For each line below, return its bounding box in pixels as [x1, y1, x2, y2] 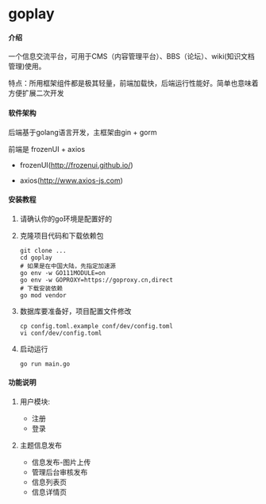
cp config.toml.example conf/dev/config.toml [19, 322, 173, 330]
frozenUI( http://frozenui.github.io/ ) [19, 160, 133, 169]
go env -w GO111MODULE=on [19, 269, 106, 277]
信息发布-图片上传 [31, 458, 91, 467]
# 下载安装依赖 [19, 284, 64, 293]
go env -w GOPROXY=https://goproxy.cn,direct [19, 276, 173, 284]
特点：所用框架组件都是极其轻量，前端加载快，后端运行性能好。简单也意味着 [8, 79, 259, 88]
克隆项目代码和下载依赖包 [19, 231, 104, 240]
